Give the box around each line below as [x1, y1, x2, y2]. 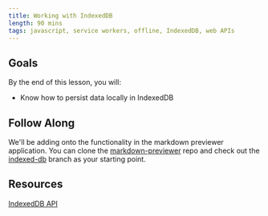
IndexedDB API [8, 198, 59, 208]
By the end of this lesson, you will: [8, 78, 122, 87]
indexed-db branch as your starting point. [8, 154, 146, 164]
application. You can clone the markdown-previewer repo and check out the [8, 146, 260, 155]
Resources [8, 178, 63, 191]
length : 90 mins [8, 19, 63, 27]
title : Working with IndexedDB [8, 11, 113, 20]
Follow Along [8, 116, 75, 130]
